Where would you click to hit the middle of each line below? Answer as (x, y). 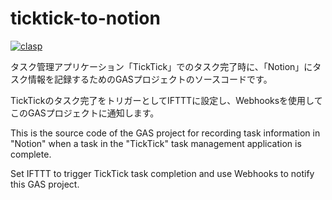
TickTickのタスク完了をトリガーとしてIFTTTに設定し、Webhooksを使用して (166, 100)
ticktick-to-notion (85, 18)
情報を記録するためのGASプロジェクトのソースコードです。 (150, 79)
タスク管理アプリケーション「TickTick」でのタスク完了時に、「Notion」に (161, 66)
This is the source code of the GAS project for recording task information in (165, 133)
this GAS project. (45, 184)
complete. (31, 154)
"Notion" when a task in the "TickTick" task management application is (156, 143)
